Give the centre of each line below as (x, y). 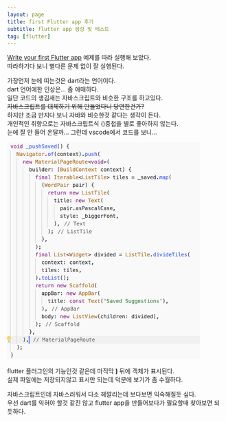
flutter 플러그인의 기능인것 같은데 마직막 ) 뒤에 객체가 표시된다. (91, 371)
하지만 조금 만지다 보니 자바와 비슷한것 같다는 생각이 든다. (84, 115)
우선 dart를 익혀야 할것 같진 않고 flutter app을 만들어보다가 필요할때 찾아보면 (110, 403)
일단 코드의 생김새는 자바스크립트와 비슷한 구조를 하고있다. (85, 98)
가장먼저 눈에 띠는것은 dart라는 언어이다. (61, 81)
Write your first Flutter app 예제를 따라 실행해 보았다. (79, 58)
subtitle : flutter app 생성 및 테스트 (58, 29)
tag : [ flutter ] (29, 36)
